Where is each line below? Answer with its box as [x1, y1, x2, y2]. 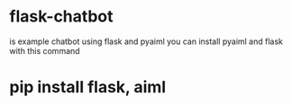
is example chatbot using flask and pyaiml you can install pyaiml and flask [9, 36, 284, 47]
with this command [9, 45, 80, 56]
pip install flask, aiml [9, 77, 167, 98]
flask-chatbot [9, 6, 114, 27]
